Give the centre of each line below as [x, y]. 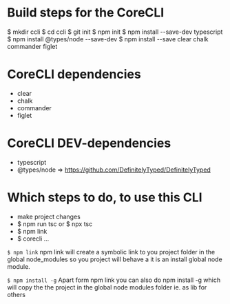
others [17, 294]
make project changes [49, 216]
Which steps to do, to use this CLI [105, 197]
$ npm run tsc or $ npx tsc [55, 224]
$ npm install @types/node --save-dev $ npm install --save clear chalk [108, 39]
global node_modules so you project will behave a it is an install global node [115, 259]
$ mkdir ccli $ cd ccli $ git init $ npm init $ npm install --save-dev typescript [115, 32]
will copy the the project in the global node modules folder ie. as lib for [107, 287]
